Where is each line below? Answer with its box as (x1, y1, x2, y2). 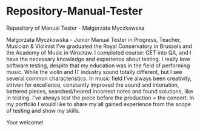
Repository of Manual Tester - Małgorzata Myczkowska (6, 24, 145, 32)
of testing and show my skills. (6, 107, 81, 114)
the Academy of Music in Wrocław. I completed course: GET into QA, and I (6, 49, 192, 56)
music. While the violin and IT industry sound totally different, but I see (6, 68, 183, 75)
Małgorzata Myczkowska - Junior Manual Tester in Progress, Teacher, (6, 36, 181, 43)
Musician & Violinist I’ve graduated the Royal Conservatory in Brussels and (6, 42, 193, 50)
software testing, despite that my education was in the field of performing (6, 62, 190, 69)
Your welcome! (6, 118, 44, 126)
